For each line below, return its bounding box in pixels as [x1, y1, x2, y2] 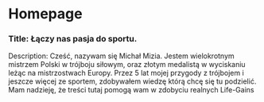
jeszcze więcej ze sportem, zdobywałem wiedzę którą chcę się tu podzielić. [8, 76, 257, 86]
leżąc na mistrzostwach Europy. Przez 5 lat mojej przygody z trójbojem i [8, 69, 244, 78]
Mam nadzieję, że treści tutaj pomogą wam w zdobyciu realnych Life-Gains [8, 85, 254, 95]
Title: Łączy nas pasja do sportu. [8, 33, 138, 45]
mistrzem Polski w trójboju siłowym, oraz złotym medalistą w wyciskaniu [8, 60, 246, 69]
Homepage [8, 5, 83, 23]
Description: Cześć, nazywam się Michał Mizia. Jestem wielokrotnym [8, 51, 235, 61]
